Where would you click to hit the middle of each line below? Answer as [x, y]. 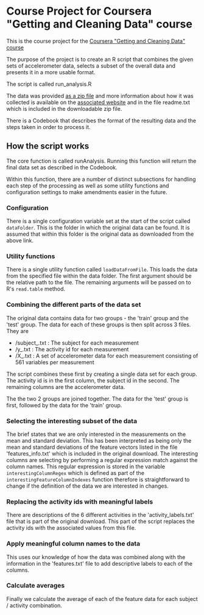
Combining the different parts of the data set [74, 304]
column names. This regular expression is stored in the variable [86, 466]
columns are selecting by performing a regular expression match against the [102, 460]
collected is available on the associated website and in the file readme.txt [98, 102]
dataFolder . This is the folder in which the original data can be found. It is [98, 228]
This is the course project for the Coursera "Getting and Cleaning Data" [96, 41]
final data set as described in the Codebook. [62, 167]
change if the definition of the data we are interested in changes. [87, 486]
